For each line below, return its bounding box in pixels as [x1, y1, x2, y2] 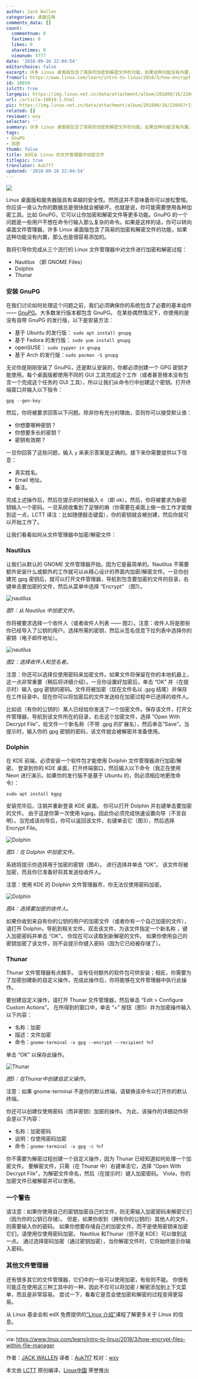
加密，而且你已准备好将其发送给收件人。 [6, 868, 104, 875]
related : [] [6, 108, 35, 114]
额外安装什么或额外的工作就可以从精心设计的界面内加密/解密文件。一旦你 [6, 568, 184, 575]
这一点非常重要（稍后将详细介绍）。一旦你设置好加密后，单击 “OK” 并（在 [6, 678, 184, 685]
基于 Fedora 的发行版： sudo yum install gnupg [14, 337, 131, 344]
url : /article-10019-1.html [6, 96, 75, 102]
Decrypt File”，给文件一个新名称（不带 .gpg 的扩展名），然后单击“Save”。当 [6, 720, 190, 727]
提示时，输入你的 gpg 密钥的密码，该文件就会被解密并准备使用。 [6, 727, 163, 734]
